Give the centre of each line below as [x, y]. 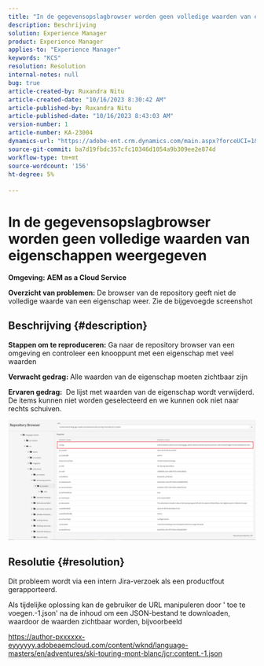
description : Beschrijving [52, 25]
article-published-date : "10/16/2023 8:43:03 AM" [91, 116]
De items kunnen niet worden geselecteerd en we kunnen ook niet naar [124, 400]
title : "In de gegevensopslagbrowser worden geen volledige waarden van [130, 17]
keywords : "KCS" [35, 58]
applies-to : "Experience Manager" [65, 50]
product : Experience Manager [56, 42]
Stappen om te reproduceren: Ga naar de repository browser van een [122, 344]
